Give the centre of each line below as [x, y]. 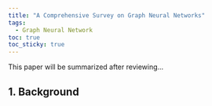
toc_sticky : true [37, 45]
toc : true [24, 37]
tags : [17, 23]
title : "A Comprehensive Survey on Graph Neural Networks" [107, 15]
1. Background [44, 91]
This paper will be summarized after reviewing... [86, 67]
